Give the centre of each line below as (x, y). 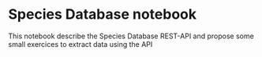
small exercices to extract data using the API (80, 44)
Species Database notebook (103, 14)
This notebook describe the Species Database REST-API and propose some (131, 36)
